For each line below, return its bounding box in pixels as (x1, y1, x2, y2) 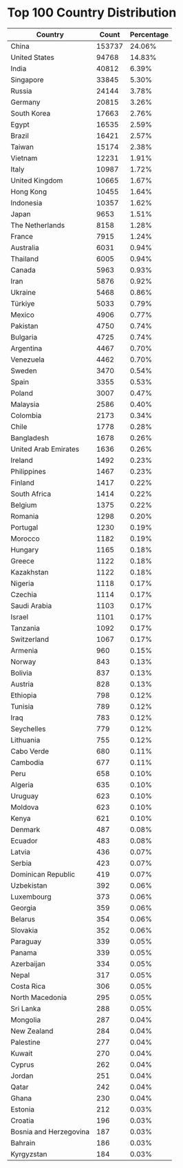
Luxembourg (10, 892, 52, 901)
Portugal (10, 522, 39, 532)
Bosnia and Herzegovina (10, 1127, 90, 1136)
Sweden (10, 366, 37, 375)
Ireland (10, 455, 33, 465)
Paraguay (10, 937, 42, 946)
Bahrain (10, 1138, 36, 1147)
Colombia (10, 410, 42, 420)
